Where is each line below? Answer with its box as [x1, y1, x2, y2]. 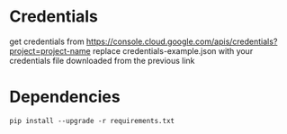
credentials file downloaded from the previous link [9, 55, 195, 66]
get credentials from [9, 36, 85, 47]
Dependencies [9, 87, 121, 107]
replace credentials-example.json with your [93, 45, 254, 56]
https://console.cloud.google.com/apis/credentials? [85, 36, 278, 47]
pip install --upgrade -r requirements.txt [9, 116, 175, 125]
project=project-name [9, 45, 92, 56]
